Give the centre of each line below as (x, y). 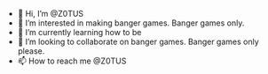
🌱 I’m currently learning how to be (79, 32)
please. (31, 51)
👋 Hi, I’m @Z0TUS (51, 14)
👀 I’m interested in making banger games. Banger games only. (131, 23)
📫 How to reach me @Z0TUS (72, 61)
